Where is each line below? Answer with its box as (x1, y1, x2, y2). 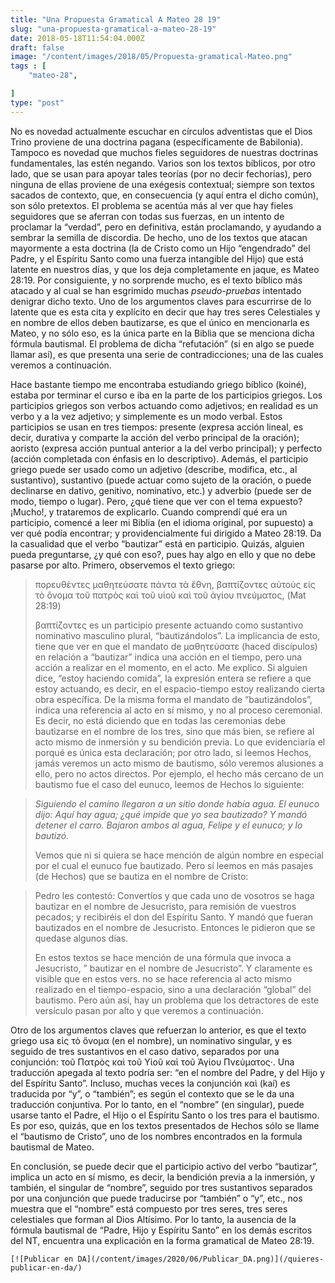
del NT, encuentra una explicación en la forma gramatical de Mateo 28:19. (10, 1234, 315, 1246)
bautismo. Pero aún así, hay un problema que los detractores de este (34, 994, 320, 1006)
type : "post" (10, 97, 65, 108)
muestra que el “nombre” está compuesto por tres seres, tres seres (10, 1202, 288, 1215)
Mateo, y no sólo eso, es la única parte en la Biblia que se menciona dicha (10, 327, 315, 339)
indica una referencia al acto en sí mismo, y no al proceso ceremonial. (34, 704, 323, 716)
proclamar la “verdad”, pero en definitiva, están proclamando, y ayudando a (10, 221, 322, 233)
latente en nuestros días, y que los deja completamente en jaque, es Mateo (10, 263, 320, 275)
